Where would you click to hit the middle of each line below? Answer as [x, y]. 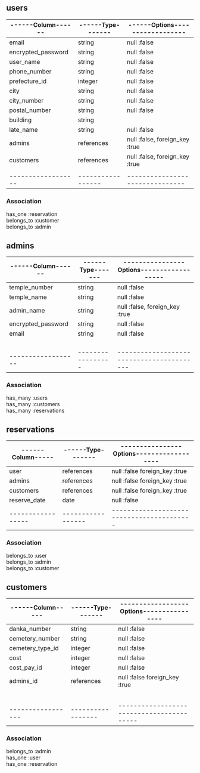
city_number [26, 100]
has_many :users [27, 398]
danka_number [30, 629]
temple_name [28, 297]
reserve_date [27, 500]
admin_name [27, 310]
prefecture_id [28, 81]
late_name [24, 129]
